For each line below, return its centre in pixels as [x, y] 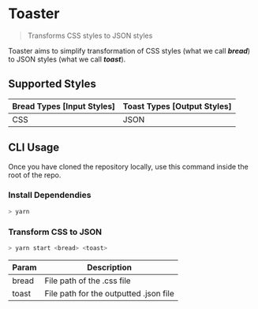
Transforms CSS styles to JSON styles [90, 35]
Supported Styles [52, 84]
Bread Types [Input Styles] [64, 106]
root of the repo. [35, 175]
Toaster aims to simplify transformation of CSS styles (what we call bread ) [129, 50]
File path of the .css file [88, 281]
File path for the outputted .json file [110, 293]
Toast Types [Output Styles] [177, 106]
